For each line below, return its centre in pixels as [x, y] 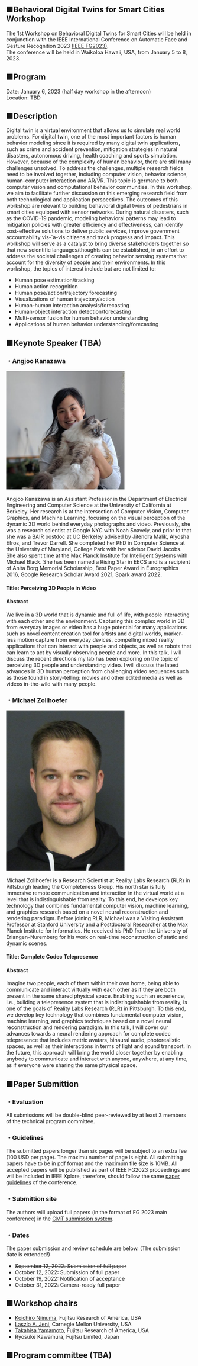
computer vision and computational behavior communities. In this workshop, [99, 187]
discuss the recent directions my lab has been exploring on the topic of [93, 658]
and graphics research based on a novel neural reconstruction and [87, 912]
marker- [173, 634]
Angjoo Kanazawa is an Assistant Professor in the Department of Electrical [97, 499]
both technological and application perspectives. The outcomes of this [92, 200]
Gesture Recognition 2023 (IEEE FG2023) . [58, 46]
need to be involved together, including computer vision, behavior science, [97, 175]
